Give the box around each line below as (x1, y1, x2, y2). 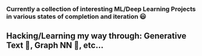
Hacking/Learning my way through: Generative (6, 31, 187, 41)
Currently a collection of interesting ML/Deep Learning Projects (6, 5, 196, 13)
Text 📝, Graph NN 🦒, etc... (6, 40, 104, 51)
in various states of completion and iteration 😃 (6, 12, 147, 20)
